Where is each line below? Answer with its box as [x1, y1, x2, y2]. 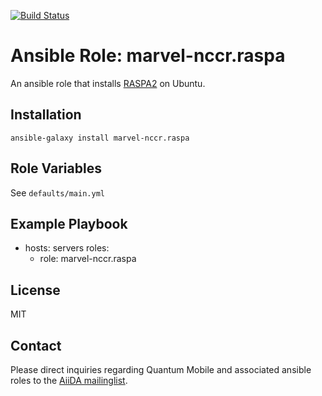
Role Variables [10, 160, 102, 177]
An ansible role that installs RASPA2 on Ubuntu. [10, 77, 206, 89]
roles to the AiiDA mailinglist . [10, 375, 128, 386]
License [10, 281, 61, 299]
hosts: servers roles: [24, 242, 110, 254]
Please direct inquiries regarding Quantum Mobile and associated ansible [10, 364, 312, 375]
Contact [10, 337, 62, 354]
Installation [10, 106, 82, 124]
